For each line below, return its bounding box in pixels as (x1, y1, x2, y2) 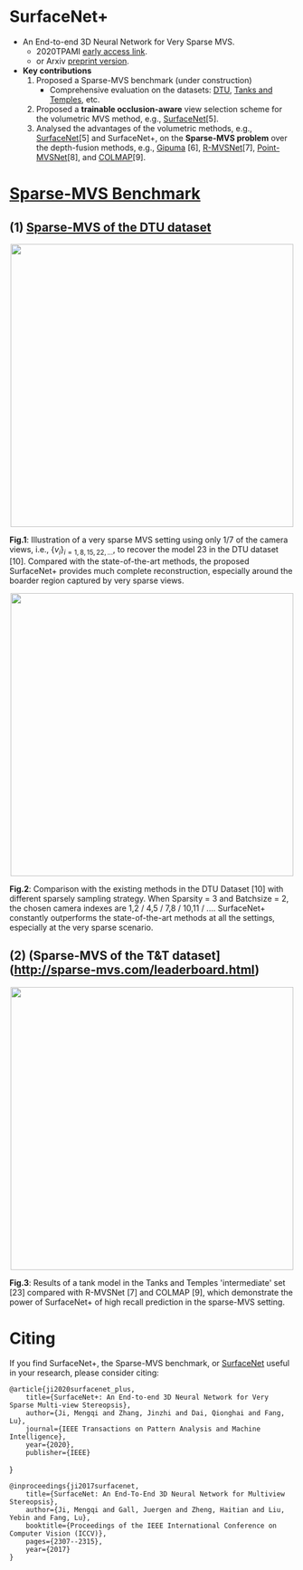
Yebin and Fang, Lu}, (9, 1514, 91, 1523)
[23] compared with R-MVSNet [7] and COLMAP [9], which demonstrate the (9, 1287, 294, 1297)
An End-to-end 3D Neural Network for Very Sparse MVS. (22, 36, 235, 47)
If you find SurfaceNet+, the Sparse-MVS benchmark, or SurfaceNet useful (9, 1358, 290, 1369)
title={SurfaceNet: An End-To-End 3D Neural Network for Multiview (25, 1489, 285, 1499)
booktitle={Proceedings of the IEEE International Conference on (25, 1521, 278, 1531)
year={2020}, (25, 1441, 75, 1450)
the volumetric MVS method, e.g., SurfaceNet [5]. (35, 113, 219, 124)
